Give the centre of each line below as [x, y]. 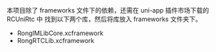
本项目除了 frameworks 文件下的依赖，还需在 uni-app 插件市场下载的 [108, 10]
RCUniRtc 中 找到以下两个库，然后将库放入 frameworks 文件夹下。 [104, 19]
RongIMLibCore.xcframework [60, 33]
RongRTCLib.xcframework [56, 40]
